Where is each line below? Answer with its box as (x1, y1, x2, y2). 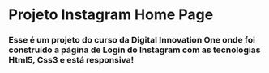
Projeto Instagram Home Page (8, 6, 214, 24)
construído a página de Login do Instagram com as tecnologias (8, 44, 261, 55)
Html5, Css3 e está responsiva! (8, 55, 134, 66)
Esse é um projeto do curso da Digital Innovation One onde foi (8, 34, 255, 46)
